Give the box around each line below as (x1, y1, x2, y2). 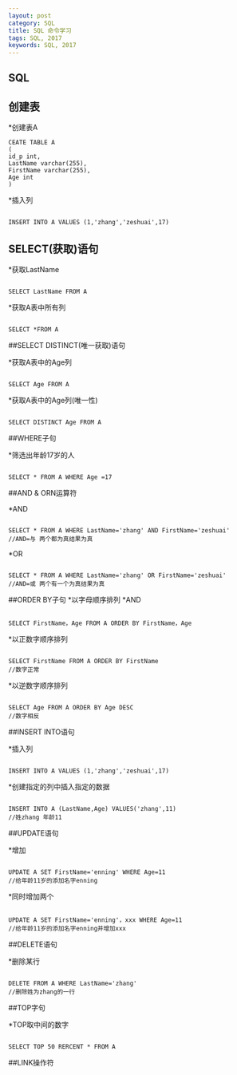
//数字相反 (8, 712, 40, 721)
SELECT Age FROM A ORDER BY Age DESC (8, 704, 134, 712)
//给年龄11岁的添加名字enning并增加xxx (8, 925, 126, 933)
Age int (8, 173, 34, 182)
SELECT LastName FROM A (8, 288, 88, 296)
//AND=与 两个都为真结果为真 (8, 536, 93, 543)
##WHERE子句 (8, 433, 57, 443)
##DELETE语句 (8, 939, 58, 950)
